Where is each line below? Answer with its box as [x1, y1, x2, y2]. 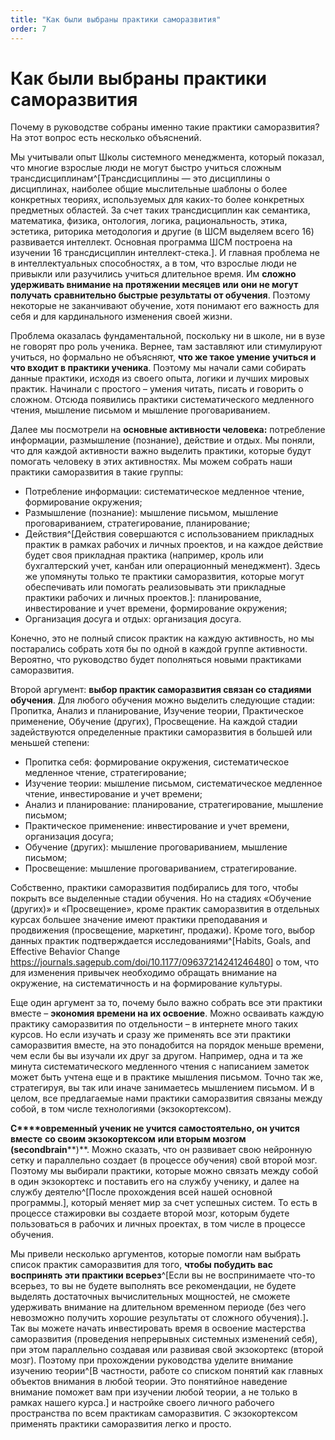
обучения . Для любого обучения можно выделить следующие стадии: [10, 694, 316, 706]
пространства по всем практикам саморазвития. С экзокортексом [10, 1407, 298, 1420]
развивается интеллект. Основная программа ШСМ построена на [10, 236, 293, 248]
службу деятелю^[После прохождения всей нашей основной [10, 1186, 273, 1198]
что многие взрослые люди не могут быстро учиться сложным [10, 162, 282, 174]
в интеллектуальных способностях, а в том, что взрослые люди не [10, 257, 298, 270]
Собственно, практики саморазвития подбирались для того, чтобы [10, 882, 299, 894]
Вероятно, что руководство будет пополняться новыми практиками [10, 654, 302, 666]
